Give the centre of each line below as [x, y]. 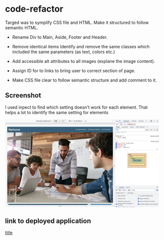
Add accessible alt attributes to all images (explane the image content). [83, 61]
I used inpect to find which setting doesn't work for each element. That [76, 107]
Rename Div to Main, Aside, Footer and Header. [60, 37]
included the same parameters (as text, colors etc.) [63, 52]
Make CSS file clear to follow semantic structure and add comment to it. [84, 80]
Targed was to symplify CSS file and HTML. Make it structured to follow [77, 22]
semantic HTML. [21, 27]
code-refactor [34, 9]
